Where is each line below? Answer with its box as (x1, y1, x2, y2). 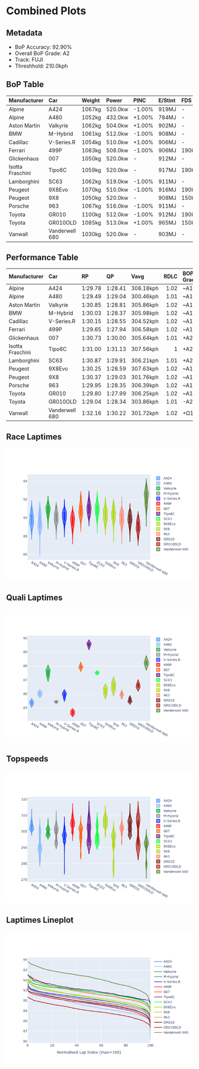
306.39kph (131, 381, 159, 389)
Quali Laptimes (6, 593, 63, 603)
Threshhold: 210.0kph (14, 62, 68, 69)
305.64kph (131, 334, 159, 342)
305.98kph (131, 309, 159, 317)
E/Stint (158, 97, 176, 104)
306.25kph (131, 390, 159, 397)
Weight (81, 97, 100, 104)
